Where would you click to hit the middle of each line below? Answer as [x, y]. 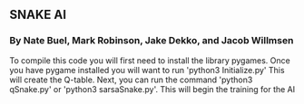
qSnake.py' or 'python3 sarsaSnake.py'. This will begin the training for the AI [152, 89]
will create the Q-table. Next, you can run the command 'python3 [131, 80]
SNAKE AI [38, 15]
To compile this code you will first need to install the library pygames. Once [150, 60]
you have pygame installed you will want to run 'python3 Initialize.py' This [147, 70]
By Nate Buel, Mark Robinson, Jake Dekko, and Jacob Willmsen [152, 41]
